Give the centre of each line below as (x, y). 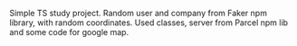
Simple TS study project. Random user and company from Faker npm (138, 13)
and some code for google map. (69, 32)
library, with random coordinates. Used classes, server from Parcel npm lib (148, 23)
